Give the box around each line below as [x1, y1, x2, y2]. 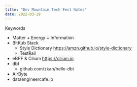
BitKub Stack [12, 40, 38, 45]
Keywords [5, 25, 26, 31]
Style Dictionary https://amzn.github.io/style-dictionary [19, 45, 132, 51]
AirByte [12, 71, 28, 77]
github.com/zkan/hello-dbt [19, 65, 74, 71]
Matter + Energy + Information [12, 35, 74, 41]
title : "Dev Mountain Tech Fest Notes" [5, 7, 87, 12]
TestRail [19, 50, 36, 56]
